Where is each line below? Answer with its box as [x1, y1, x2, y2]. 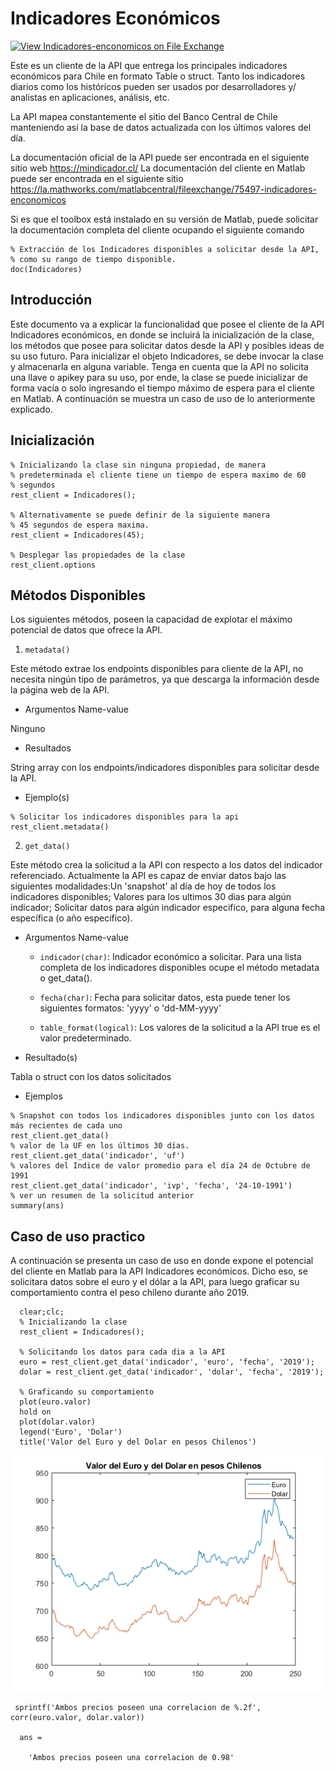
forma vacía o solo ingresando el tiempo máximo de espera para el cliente [10, 382, 315, 394]
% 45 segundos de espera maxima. [10, 520, 150, 530]
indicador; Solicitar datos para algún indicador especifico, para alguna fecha [10, 902, 326, 914]
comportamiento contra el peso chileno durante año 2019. [10, 1287, 250, 1299]
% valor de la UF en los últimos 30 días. [10, 1141, 190, 1151]
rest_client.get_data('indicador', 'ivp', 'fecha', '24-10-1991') [10, 1181, 293, 1191]
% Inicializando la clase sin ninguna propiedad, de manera [10, 460, 267, 470]
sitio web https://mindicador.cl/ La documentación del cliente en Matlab [10, 162, 306, 174]
